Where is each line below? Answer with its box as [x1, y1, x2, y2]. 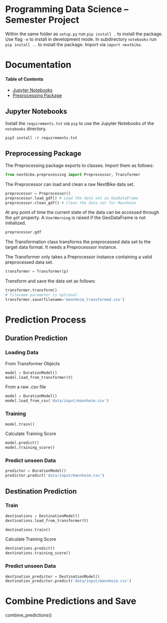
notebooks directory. [5, 126, 47, 132]
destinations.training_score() [5, 551, 71, 556]
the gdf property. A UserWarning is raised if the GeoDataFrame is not [5, 215, 146, 221]
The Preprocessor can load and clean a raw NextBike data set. [5, 181, 135, 187]
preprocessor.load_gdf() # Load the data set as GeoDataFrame [5, 195, 138, 200]
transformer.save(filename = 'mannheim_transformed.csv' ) [5, 297, 125, 302]
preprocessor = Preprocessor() [5, 191, 71, 196]
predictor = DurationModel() [5, 468, 66, 473]
